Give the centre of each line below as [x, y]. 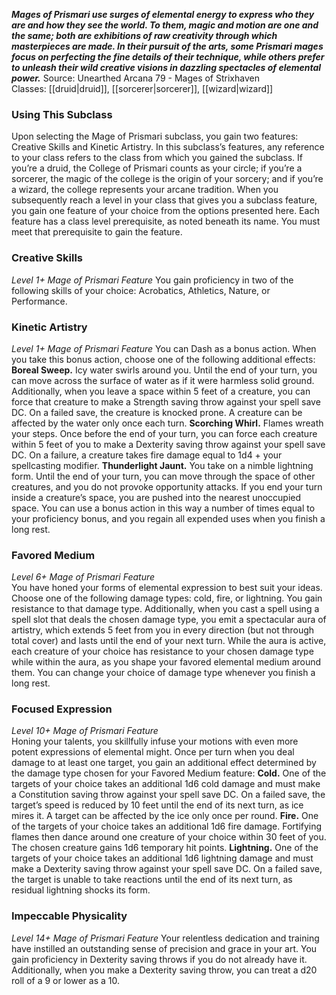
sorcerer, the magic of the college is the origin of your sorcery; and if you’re [167, 179]
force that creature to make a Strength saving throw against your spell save [166, 401]
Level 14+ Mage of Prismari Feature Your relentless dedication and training [165, 938]
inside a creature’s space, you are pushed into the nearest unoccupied [156, 497]
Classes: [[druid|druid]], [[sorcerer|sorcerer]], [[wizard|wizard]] [142, 88]
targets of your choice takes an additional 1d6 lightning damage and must [162, 858]
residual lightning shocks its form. [81, 890]
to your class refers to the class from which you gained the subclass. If [157, 158]
